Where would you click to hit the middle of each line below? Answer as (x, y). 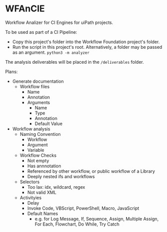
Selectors (30, 182)
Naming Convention (40, 134)
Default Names (43, 213)
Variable (36, 150)
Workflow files (35, 86)
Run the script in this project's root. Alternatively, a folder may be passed (87, 47)
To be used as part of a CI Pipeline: (41, 32)
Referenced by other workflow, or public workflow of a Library (91, 171)
